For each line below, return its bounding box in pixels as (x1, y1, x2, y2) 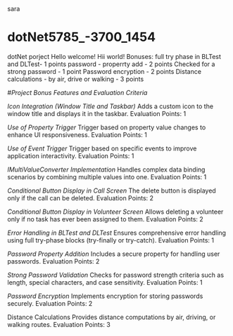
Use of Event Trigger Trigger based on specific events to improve (7, 144, 197, 153)
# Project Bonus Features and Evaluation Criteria (7, 88, 148, 96)
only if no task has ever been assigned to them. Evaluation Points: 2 (7, 214, 204, 223)
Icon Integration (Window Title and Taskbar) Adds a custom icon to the (7, 102, 213, 110)
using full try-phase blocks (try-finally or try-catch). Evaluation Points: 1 (7, 235, 215, 244)
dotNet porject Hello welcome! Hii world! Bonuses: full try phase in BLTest (7, 52, 222, 60)
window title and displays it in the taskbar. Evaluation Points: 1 (7, 109, 187, 117)
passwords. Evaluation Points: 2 (7, 257, 100, 265)
